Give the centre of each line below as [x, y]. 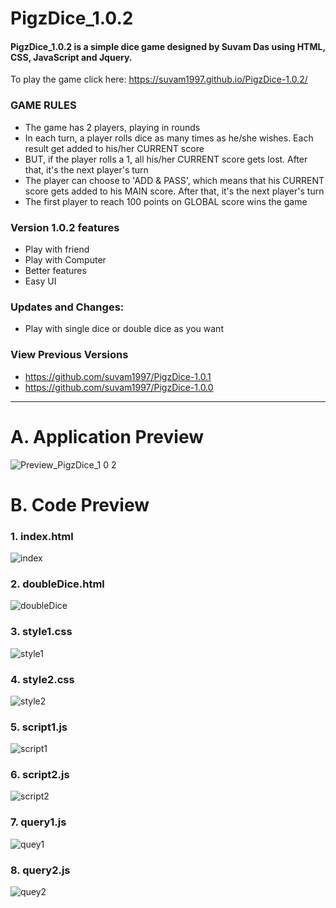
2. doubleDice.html [57, 584]
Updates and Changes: [67, 307]
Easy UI [40, 281]
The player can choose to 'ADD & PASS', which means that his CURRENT [174, 180]
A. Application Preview [107, 436]
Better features [55, 270]
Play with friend [57, 249]
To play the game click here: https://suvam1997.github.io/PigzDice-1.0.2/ [159, 79]
